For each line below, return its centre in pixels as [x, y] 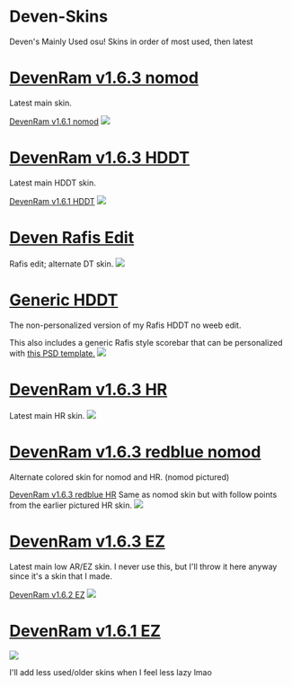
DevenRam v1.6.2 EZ [47, 594]
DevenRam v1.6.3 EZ [88, 541]
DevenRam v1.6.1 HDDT [53, 201]
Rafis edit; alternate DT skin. [62, 264]
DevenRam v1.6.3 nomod [104, 78]
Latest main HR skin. [47, 415]
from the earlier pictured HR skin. [71, 505]
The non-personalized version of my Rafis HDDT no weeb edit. [125, 325]
